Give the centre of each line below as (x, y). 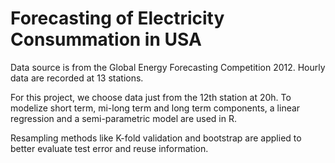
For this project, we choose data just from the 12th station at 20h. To (151, 97)
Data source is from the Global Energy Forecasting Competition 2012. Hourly (168, 67)
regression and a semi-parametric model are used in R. (123, 118)
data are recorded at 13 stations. (77, 78)
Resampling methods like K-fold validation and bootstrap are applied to (156, 138)
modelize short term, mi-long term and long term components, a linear (155, 108)
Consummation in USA (106, 39)
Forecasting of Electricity (117, 18)
